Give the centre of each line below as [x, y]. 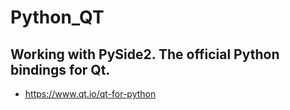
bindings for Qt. [60, 69]
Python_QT [57, 17]
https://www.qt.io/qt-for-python [90, 94]
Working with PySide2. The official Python [145, 54]
